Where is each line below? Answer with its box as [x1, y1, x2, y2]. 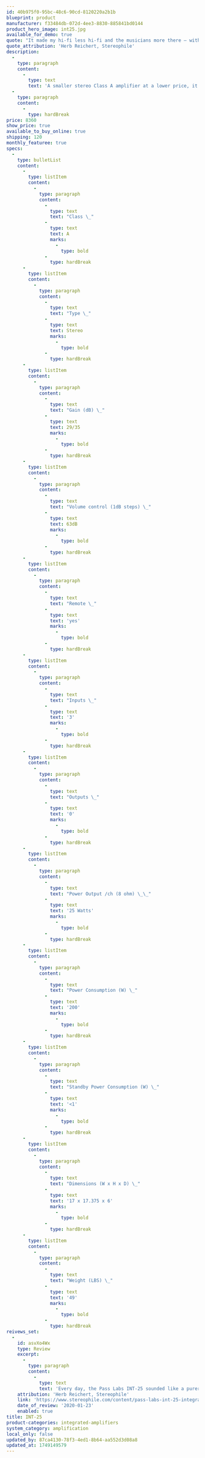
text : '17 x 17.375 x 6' [49, 1197, 113, 1204]
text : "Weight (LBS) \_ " [49, 1278, 113, 1284]
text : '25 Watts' [49, 908, 95, 914]
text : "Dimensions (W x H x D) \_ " [49, 1181, 140, 1187]
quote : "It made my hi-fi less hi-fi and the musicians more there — [6, 37, 187, 43]
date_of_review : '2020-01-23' [17, 1402, 95, 1409]
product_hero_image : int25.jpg [6, 26, 86, 32]
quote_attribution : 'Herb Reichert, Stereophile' [6, 43, 135, 50]
